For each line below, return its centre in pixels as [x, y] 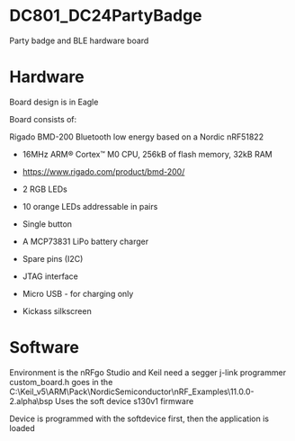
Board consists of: [43, 119]
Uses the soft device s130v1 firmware [125, 400]
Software [44, 348]
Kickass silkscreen [57, 310]
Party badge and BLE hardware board [79, 40]
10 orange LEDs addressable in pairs [90, 206]
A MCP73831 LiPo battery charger [85, 241]
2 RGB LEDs [45, 189]
